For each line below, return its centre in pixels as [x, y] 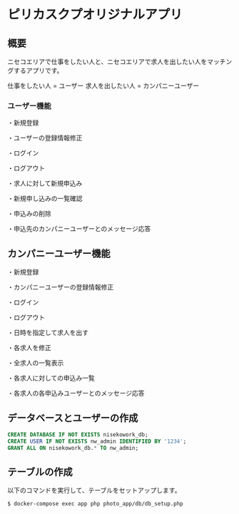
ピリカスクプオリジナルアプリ [95, 15]
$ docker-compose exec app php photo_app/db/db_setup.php [95, 504]
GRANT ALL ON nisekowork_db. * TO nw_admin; [73, 448]
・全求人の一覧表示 [36, 363]
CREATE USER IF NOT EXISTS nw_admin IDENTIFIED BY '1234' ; [97, 441]
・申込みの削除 [29, 214]
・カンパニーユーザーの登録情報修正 [61, 287]
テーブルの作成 [40, 472]
